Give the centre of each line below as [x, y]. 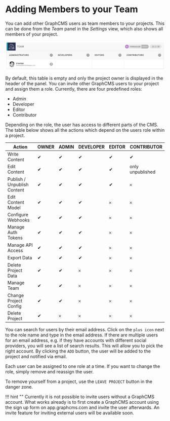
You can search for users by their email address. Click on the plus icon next [85, 330]
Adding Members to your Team [72, 9]
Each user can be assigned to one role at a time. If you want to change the [83, 366]
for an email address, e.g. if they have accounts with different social [76, 340]
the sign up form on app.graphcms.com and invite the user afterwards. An [82, 408]
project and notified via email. [36, 357]
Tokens [15, 238]
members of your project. [32, 34]
